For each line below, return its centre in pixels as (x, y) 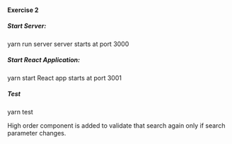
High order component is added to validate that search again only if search (116, 125)
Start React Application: (43, 60)
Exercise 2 (23, 10)
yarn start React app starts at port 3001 (65, 78)
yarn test (20, 112)
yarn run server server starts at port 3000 (68, 44)
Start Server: (27, 26)
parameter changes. (37, 133)
